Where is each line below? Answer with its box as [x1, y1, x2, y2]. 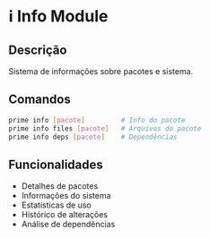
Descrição [8, 42, 67, 57]
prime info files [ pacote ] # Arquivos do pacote [8, 123, 202, 133]
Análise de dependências [21, 219, 116, 230]
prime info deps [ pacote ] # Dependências [8, 132, 178, 141]
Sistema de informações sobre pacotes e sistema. [8, 66, 194, 76]
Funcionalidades [8, 157, 104, 172]
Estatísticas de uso [21, 200, 92, 210]
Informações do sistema [21, 191, 111, 201]
